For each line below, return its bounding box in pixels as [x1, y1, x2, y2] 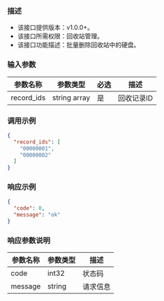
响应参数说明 [7, 236, 51, 245]
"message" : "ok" [13, 211, 61, 219]
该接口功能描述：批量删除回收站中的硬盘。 [17, 40, 140, 49]
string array [52, 93, 91, 102]
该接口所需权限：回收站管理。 [17, 32, 103, 40]
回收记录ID [117, 93, 154, 102]
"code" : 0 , [13, 205, 45, 212]
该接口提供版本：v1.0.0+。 [17, 23, 94, 32]
